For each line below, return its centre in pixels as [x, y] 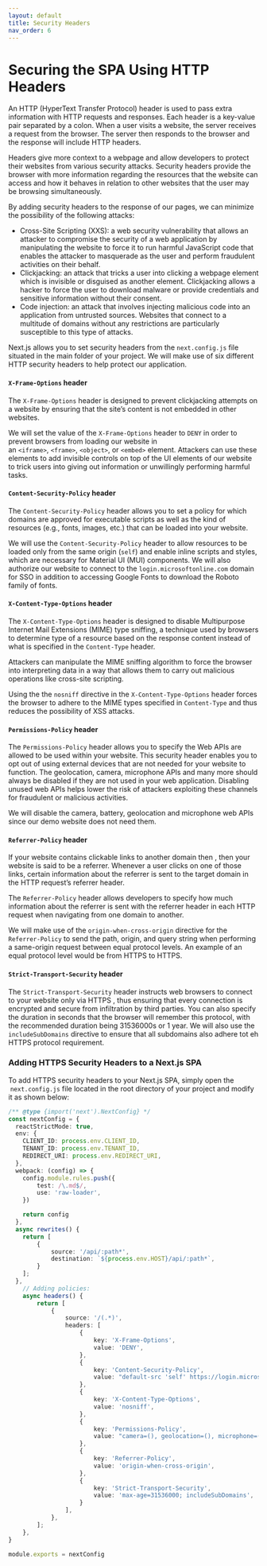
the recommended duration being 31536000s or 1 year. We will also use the [132, 1025]
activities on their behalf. [60, 265]
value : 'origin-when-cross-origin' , [154, 1466]
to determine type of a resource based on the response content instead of [130, 638]
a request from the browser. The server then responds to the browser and [129, 134]
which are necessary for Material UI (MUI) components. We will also [120, 560]
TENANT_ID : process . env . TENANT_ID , [81, 1149]
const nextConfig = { [44, 1119]
